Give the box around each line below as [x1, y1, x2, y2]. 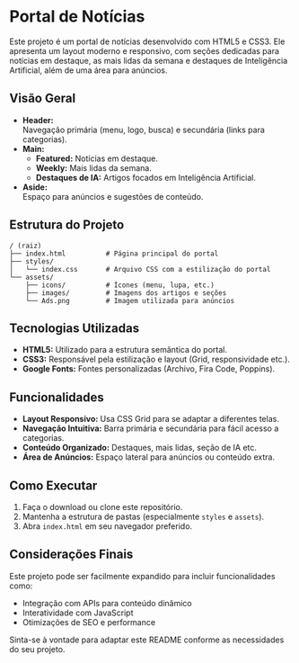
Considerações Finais [9, 547, 134, 562]
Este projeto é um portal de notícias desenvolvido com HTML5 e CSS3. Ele [9, 36, 286, 47]
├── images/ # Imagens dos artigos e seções [25, 288, 227, 298]
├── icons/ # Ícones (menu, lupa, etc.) [25, 281, 215, 290]
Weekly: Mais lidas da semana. [35, 162, 153, 173]
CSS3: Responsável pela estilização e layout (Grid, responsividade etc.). [22, 354, 290, 365]
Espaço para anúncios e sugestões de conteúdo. [22, 191, 204, 202]
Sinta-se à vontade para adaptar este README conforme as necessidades [9, 634, 285, 645]
